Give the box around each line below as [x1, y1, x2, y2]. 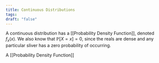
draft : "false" [5, 16, 37, 21]
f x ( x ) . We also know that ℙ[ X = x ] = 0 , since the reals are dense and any [5, 36, 154, 43]
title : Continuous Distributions [5, 7, 75, 12]
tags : [5, 12, 17, 17]
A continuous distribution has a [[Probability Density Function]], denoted [5, 30, 155, 36]
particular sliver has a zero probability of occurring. [5, 42, 111, 48]
